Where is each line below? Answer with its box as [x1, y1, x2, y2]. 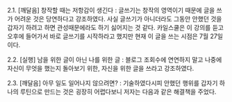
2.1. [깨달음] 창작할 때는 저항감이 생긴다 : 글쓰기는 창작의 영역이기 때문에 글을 [7, 6, 215, 14]
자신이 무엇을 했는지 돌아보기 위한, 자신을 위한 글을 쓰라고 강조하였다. [7, 65, 194, 72]
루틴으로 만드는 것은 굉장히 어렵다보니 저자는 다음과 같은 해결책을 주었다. [19, 87, 217, 96]
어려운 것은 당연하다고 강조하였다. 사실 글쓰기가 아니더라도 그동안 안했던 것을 [14, 15, 222, 23]
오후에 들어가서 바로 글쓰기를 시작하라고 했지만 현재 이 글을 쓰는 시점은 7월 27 [7, 32, 217, 40]
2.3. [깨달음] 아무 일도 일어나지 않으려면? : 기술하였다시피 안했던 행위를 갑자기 [7, 79, 218, 87]
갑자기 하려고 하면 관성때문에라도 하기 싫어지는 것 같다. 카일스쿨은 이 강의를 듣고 [7, 24, 224, 31]
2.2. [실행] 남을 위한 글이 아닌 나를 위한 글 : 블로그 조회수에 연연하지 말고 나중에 [7, 56, 222, 64]
